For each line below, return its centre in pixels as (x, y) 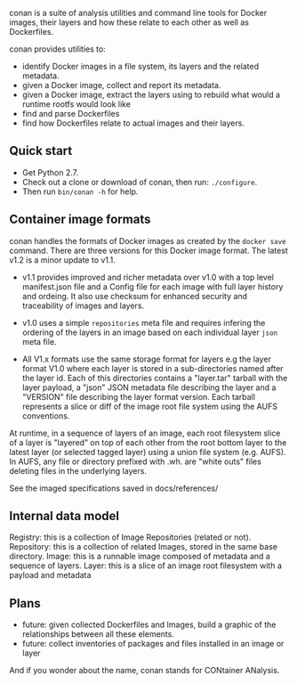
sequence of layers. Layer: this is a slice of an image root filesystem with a (146, 566)
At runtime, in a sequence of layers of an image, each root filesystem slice (145, 433)
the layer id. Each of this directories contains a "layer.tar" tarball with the (155, 378)
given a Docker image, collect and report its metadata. (121, 85)
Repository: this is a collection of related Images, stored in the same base (144, 547)
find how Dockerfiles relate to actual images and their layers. (133, 123)
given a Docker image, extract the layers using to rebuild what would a (151, 94)
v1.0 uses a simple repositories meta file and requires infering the (144, 322)
